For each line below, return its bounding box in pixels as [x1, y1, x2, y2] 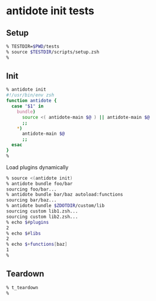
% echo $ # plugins [6, 219, 49, 225]
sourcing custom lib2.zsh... [6, 214, 78, 220]
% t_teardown [6, 284, 39, 290]
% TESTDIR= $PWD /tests [6, 43, 60, 49]
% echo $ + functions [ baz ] [6, 242, 68, 248]
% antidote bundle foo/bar [6, 180, 73, 186]
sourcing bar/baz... [6, 197, 58, 203]
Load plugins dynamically [6, 163, 69, 170]
